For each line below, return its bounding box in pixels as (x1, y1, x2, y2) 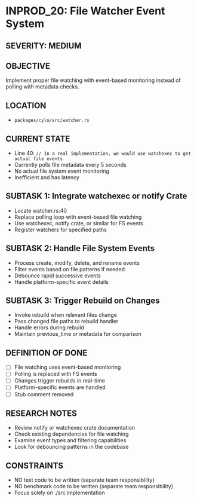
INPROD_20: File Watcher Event (5, 4, 165, 18)
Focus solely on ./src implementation (14, 489, 105, 497)
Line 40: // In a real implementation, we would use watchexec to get (14, 149, 192, 157)
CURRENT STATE (5, 133, 70, 144)
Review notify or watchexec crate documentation (14, 424, 136, 431)
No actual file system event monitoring (14, 167, 110, 175)
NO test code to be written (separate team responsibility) (14, 476, 155, 483)
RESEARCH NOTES (5, 408, 77, 418)
